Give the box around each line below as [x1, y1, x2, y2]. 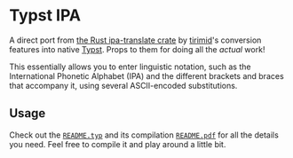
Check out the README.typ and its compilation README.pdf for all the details [9, 130, 280, 140]
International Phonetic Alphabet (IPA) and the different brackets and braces [9, 70, 284, 81]
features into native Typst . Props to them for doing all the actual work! [9, 43, 265, 54]
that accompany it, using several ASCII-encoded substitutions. [9, 80, 238, 91]
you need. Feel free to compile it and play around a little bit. [9, 138, 226, 149]
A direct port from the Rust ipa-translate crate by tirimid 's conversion [9, 35, 262, 45]
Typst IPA [9, 5, 82, 26]
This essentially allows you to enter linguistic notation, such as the [9, 61, 251, 72]
